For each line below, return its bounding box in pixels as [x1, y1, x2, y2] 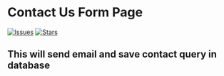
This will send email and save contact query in [7, 48, 218, 60]
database [7, 60, 51, 72]
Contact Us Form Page [7, 4, 143, 21]
